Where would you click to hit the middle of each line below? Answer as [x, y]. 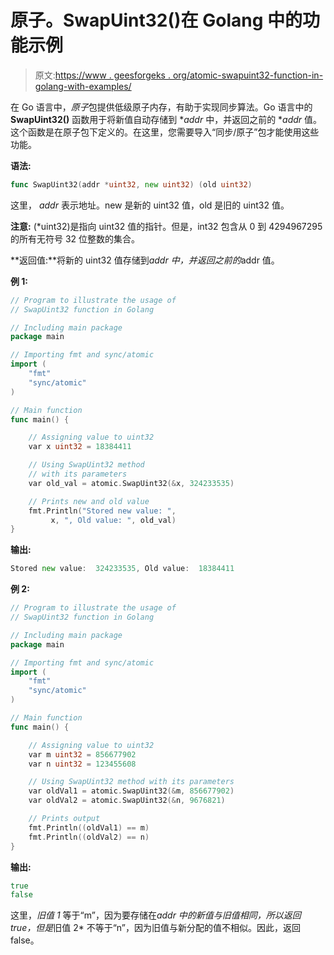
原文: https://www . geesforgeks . [102, 75]
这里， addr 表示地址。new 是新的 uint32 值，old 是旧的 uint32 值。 [150, 205]
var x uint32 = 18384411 [80, 447]
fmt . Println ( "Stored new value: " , [102, 511]
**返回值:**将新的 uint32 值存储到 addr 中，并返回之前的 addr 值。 [145, 260]
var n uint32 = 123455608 [82, 764]
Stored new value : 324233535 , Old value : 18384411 [122, 569]
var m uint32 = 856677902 [82, 754]
